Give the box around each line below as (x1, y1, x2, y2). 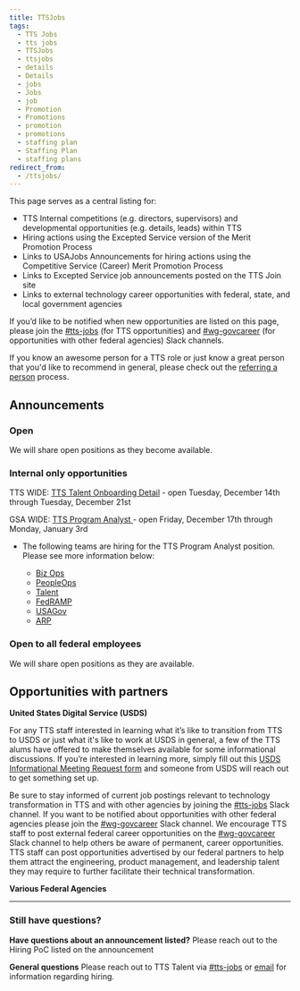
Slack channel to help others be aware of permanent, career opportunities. (9, 838, 284, 849)
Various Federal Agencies (9, 884, 107, 894)
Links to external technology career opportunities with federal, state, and (21, 289, 291, 300)
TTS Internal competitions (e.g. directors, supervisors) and (21, 213, 238, 224)
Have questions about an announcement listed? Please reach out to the (9, 935, 279, 945)
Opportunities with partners (9, 684, 169, 699)
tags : (9, 21, 29, 30)
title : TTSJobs (9, 13, 66, 22)
